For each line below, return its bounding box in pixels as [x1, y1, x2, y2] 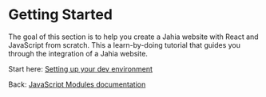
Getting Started [8, 6, 113, 24]
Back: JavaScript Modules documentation [8, 80, 146, 89]
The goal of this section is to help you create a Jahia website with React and [8, 32, 259, 41]
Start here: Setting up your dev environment [8, 64, 153, 73]
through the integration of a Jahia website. [8, 48, 148, 58]
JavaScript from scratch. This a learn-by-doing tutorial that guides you [8, 40, 241, 49]
